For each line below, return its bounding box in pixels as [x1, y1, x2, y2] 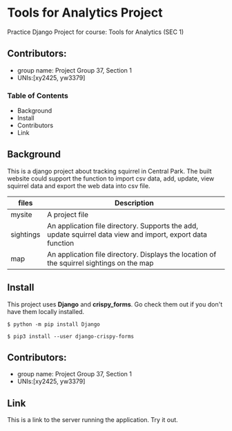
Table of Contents [7, 91, 69, 100]
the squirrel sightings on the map [47, 258, 154, 268]
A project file [47, 210, 88, 219]
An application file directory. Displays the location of [47, 249, 217, 259]
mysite [10, 210, 32, 219]
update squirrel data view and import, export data [47, 230, 207, 239]
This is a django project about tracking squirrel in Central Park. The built [7, 167, 212, 175]
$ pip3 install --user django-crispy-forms [7, 333, 135, 340]
